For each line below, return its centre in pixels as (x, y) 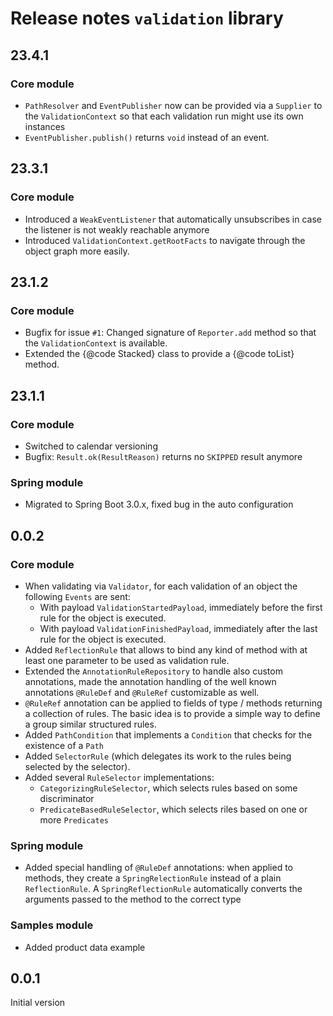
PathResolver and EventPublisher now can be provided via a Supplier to (173, 105)
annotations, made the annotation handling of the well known (150, 681)
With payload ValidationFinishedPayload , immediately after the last (178, 628)
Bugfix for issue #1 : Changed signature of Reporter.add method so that (170, 333)
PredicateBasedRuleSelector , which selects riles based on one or (173, 809)
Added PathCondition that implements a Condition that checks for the (168, 734)
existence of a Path (64, 745)
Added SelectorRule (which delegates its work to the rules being (158, 756)
